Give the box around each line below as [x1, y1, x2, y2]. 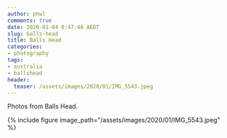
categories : [7, 43, 42, 50]
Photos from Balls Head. [7, 102, 78, 110]
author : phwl [7, 10, 46, 18]
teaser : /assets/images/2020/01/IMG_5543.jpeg [13, 83, 153, 90]
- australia [7, 63, 42, 70]
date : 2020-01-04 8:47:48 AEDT [7, 23, 100, 30]
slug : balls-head [7, 30, 59, 38]
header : [7, 76, 30, 84]
